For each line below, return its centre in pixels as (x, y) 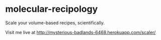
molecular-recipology (52, 9)
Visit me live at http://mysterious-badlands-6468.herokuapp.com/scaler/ (80, 32)
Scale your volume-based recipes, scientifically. (55, 23)
